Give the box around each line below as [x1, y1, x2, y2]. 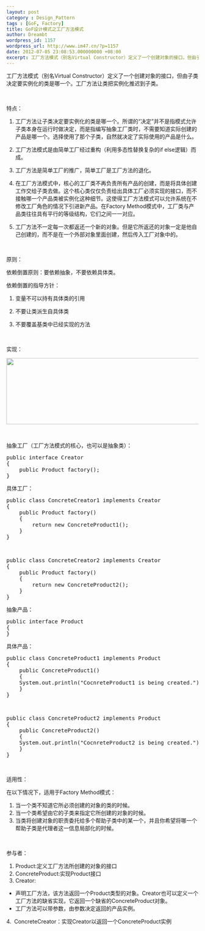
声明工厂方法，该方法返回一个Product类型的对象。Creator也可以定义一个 [15, 889, 199, 897]
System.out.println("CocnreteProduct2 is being [19, 739, 165, 746]
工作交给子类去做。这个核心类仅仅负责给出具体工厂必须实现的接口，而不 [15, 187, 197, 195]
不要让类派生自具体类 [15, 307, 69, 315]
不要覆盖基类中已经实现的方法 [15, 321, 90, 328]
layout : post [6, 9, 40, 15]
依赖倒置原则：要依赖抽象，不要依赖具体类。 [6, 269, 119, 276]
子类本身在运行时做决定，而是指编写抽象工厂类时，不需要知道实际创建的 [15, 125, 197, 132]
